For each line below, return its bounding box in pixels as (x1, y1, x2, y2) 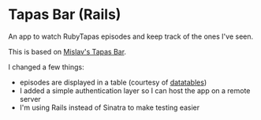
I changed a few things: (8, 62, 84, 72)
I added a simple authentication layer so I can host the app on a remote (19, 85, 251, 96)
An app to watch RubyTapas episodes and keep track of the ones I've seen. (8, 32, 254, 41)
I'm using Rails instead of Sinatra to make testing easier (19, 103, 200, 112)
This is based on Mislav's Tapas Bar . (8, 47, 127, 56)
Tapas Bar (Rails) (8, 6, 121, 24)
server (19, 94, 41, 103)
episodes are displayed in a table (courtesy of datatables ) (19, 77, 207, 87)
